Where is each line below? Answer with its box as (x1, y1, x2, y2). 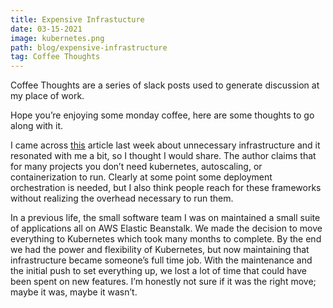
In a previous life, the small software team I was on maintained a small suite (10, 212, 321, 224)
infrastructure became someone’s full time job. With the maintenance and (10, 254, 313, 266)
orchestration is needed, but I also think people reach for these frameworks (10, 182, 322, 194)
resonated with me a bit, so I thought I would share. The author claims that (10, 150, 317, 162)
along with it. (10, 120, 64, 132)
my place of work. (10, 90, 85, 102)
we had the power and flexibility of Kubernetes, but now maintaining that (10, 244, 310, 256)
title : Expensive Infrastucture (10, 14, 145, 25)
